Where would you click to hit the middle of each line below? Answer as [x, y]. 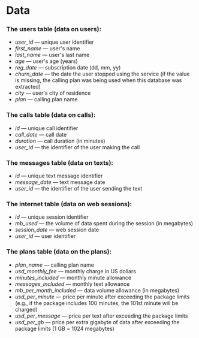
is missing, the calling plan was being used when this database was [98, 80]
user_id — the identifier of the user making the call [77, 147]
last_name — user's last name [52, 55]
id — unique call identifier [46, 128]
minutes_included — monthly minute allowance [73, 277]
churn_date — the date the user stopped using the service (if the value [102, 74]
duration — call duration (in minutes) [60, 141]
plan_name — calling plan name [55, 265]
